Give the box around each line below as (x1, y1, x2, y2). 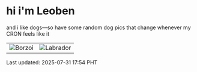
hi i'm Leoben (6, 4, 75, 18)
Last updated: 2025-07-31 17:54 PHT (6, 58, 98, 66)
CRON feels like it (6, 30, 50, 37)
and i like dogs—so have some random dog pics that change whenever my (6, 24, 191, 31)
